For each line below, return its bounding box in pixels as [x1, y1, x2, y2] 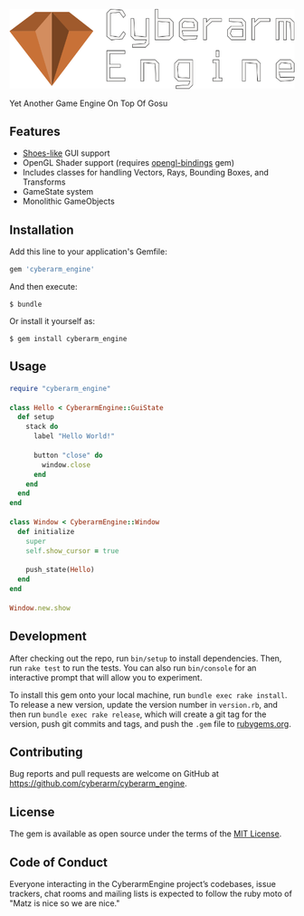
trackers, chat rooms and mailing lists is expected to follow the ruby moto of [9, 888, 292, 900]
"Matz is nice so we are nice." [9, 898, 120, 909]
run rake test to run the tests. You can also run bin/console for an [9, 662, 257, 673]
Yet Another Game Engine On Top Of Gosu [9, 98, 168, 109]
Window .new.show [9, 603, 71, 613]
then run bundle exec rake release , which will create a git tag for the [9, 709, 267, 720]
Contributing [9, 745, 83, 760]
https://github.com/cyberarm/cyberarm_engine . [9, 778, 187, 789]
